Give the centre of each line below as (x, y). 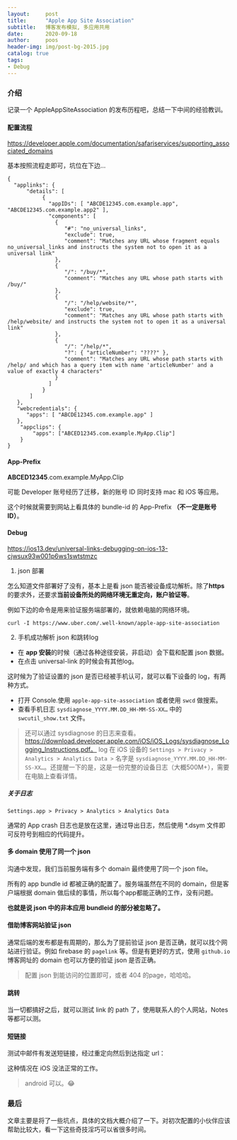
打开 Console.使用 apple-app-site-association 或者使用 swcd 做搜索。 (120, 700)
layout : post (33, 14)
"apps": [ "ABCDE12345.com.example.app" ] (89, 415)
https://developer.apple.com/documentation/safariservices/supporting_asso (118, 143)
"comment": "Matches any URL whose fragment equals (142, 241)
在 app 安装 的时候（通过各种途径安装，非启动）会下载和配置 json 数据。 (123, 652)
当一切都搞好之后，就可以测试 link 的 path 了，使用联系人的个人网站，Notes (118, 1010)
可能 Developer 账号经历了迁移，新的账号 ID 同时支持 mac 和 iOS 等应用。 (115, 492)
